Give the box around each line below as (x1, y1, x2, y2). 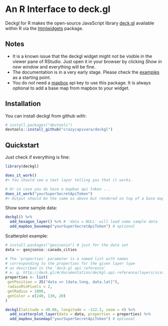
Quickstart (5, 141, 39, 149)
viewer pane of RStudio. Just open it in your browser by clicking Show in (12, 58, 162, 64)
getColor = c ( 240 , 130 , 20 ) (7, 293, 66, 298)
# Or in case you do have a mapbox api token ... (5, 186, 111, 191)
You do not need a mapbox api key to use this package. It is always (12, 79, 151, 85)
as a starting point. (12, 74, 51, 80)
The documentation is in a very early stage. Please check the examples (12, 69, 160, 75)
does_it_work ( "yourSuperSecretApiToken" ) (5, 191, 93, 196)
